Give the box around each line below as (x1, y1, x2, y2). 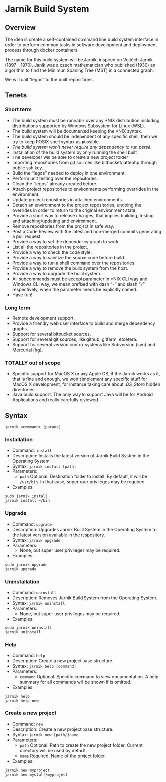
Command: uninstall (12, 589, 57, 595)
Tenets (5, 91, 27, 100)
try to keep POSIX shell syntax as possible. (12, 138, 100, 145)
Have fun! (12, 292, 33, 298)
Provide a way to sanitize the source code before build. (12, 254, 126, 260)
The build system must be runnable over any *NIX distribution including (12, 117, 160, 123)
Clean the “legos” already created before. (12, 180, 98, 187)
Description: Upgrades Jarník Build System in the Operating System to (12, 526, 157, 532)
